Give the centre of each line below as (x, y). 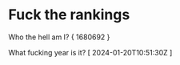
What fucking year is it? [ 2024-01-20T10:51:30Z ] (90, 52)
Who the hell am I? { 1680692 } (59, 37)
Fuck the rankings (69, 15)
